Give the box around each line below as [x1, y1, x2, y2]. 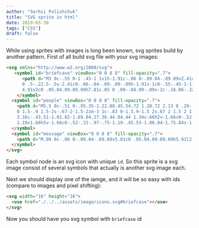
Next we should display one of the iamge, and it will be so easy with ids [6, 176, 181, 183]
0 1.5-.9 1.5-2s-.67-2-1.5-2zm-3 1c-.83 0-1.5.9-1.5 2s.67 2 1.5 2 [17, 109, 187, 115]
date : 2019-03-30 [6, 20, 49, 25]
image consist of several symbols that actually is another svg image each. [6, 164, 187, 172]
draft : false [6, 31, 38, 37]
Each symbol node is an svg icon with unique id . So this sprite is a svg [6, 158, 178, 165]
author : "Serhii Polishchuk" [6, 8, 78, 15]
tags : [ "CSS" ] [6, 25, 41, 31]
